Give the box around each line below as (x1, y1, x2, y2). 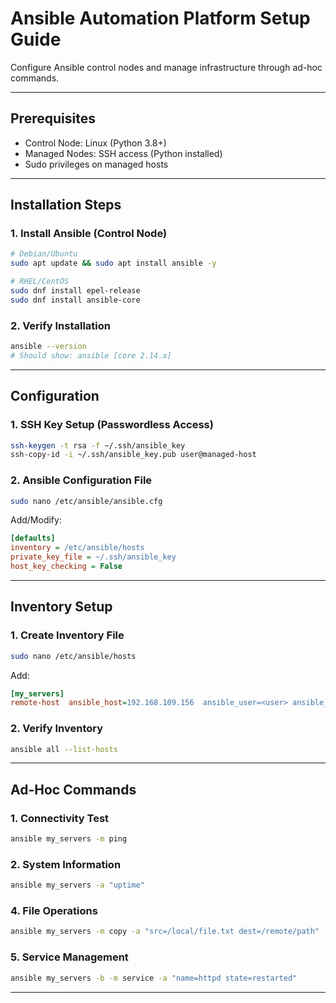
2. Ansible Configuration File (10, 473, 153, 487)
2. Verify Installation (10, 318, 112, 332)
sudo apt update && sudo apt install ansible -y (10, 258, 217, 269)
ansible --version (10, 342, 87, 352)
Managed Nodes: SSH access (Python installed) (24, 147, 223, 159)
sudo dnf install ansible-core (10, 295, 141, 305)
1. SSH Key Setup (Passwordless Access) (10, 418, 214, 432)
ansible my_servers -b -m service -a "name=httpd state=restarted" (10, 973, 298, 983)
